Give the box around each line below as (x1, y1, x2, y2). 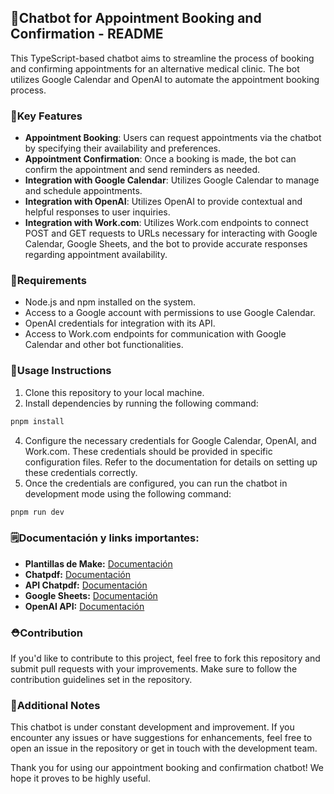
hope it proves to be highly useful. (10, 772, 152, 785)
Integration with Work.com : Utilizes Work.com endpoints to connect (24, 217, 309, 229)
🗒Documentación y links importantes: (10, 531, 200, 545)
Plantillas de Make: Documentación (24, 557, 173, 570)
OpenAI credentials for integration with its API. (24, 317, 216, 330)
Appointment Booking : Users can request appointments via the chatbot (24, 132, 322, 144)
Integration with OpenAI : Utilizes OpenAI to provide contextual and (24, 196, 303, 208)
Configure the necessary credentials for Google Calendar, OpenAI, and (24, 434, 317, 446)
